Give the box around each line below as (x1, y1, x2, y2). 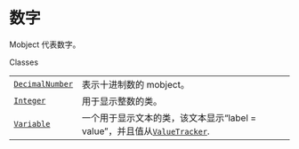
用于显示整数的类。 (81, 95, 163, 107)
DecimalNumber (13, 79, 74, 89)
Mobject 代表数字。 (9, 39, 81, 50)
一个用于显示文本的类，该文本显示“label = (81, 112, 256, 124)
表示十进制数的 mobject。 (81, 78, 190, 90)
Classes (9, 57, 38, 67)
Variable (13, 119, 51, 129)
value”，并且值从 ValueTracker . (81, 125, 211, 137)
